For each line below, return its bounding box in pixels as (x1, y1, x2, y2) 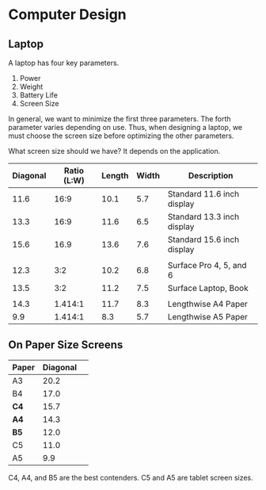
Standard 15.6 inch (167, 234, 240, 245)
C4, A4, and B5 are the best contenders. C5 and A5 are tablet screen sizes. (8, 473, 253, 482)
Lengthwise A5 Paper (167, 312, 248, 322)
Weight (19, 82, 44, 91)
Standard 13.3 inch (167, 212, 240, 222)
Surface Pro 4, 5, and (167, 260, 247, 270)
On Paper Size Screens (8, 339, 123, 352)
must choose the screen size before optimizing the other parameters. (8, 131, 234, 140)
